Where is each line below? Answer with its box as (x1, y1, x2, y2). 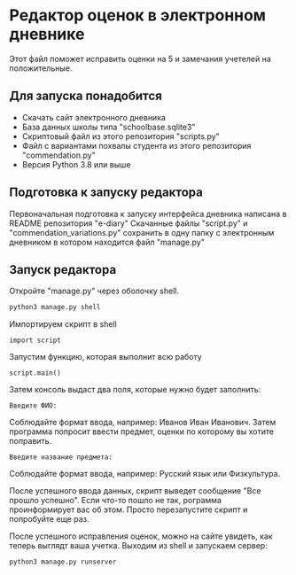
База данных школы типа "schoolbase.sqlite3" (21, 121, 196, 132)
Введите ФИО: (9, 401, 58, 410)
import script (9, 336, 62, 346)
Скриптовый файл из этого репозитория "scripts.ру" (21, 130, 220, 142)
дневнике (9, 24, 85, 44)
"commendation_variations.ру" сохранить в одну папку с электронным (9, 227, 275, 237)
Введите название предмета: (9, 453, 113, 462)
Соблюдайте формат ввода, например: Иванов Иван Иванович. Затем (9, 417, 277, 428)
